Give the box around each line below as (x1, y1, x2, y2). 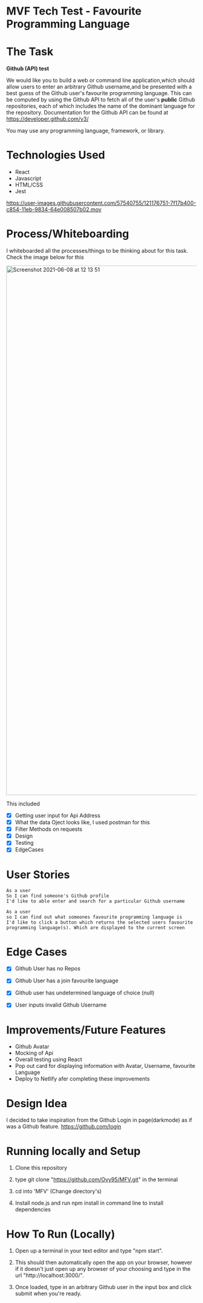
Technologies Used (6, 148, 106, 162)
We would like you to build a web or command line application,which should (6, 77, 195, 84)
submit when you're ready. (14, 1290, 82, 1298)
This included (6, 800, 40, 807)
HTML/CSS (14, 181, 43, 188)
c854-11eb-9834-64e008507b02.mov (6, 206, 101, 213)
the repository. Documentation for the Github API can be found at (6, 109, 169, 116)
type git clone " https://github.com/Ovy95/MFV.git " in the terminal (14, 1176, 178, 1183)
